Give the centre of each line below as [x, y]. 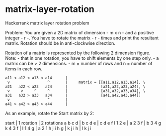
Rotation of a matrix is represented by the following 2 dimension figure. [78, 53]
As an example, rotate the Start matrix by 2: [50, 113]
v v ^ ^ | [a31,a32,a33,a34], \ [76, 91]
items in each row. [24, 69]
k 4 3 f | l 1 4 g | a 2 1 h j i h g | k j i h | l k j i [48, 128]
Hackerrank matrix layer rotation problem [47, 23]
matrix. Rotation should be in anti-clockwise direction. [60, 43]
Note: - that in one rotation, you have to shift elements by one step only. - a [82, 58]
